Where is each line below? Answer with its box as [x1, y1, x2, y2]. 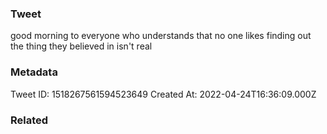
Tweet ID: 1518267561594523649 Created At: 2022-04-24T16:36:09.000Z [10, 88, 317, 100]
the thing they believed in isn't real [10, 40, 153, 52]
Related [10, 113, 49, 127]
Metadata [10, 65, 58, 79]
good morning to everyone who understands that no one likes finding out [10, 30, 312, 42]
